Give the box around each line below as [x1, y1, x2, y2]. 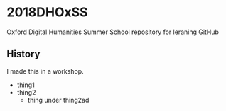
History [6, 48, 41, 60]
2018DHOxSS [6, 4, 88, 21]
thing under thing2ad [27, 95, 90, 104]
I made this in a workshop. [6, 66, 84, 75]
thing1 [16, 81, 35, 89]
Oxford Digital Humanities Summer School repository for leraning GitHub [6, 28, 220, 36]
